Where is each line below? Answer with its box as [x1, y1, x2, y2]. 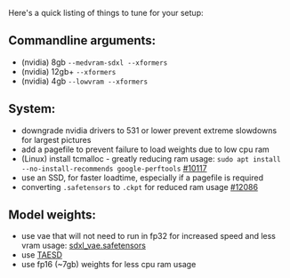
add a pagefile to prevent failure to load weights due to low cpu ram [20, 144, 270, 155]
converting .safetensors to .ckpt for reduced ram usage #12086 [20, 181, 259, 192]
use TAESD [20, 250, 63, 260]
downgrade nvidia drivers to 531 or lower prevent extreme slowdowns [20, 124, 278, 136]
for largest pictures [20, 134, 92, 145]
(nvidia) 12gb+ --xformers [20, 66, 117, 76]
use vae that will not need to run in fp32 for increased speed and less [20, 231, 277, 242]
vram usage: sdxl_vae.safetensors [20, 240, 146, 251]
